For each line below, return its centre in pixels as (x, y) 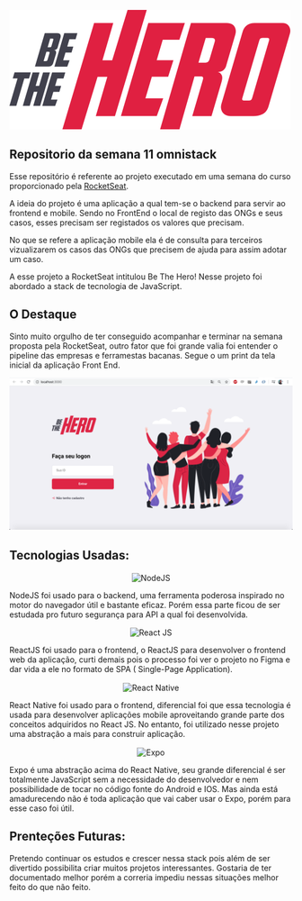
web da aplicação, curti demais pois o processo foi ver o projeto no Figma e (150, 660)
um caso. (27, 259)
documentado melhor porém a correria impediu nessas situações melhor (144, 877)
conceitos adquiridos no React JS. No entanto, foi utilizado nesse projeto (144, 724)
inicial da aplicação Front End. (65, 365)
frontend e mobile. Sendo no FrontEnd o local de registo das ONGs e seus (146, 213)
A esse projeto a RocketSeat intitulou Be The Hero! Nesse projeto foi (136, 277)
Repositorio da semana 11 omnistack (113, 155)
